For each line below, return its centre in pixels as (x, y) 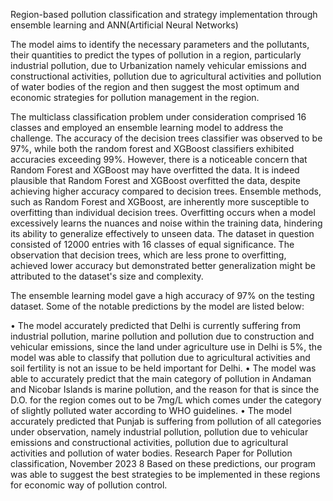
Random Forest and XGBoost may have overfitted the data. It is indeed (155, 170)
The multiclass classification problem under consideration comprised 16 (158, 117)
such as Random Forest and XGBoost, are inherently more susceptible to (160, 202)
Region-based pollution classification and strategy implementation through (164, 14)
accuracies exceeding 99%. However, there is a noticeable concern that (159, 159)
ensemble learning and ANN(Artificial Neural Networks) (124, 25)
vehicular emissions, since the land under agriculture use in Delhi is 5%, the (166, 347)
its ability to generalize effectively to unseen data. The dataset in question (162, 233)
